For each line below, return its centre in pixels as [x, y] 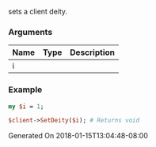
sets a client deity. [38, 12]
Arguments [30, 32]
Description [92, 52]
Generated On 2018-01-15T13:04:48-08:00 [78, 136]
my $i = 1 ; [26, 106]
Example [25, 90]
